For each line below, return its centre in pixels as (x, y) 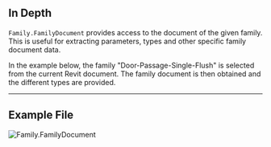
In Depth (30, 13)
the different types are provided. (62, 82)
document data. (35, 49)
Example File (41, 115)
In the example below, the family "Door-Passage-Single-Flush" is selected (131, 65)
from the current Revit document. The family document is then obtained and (135, 73)
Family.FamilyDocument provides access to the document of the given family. (135, 32)
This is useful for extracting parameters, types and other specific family (127, 41)
